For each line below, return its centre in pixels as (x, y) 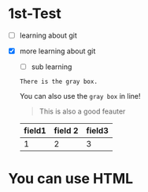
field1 (35, 131)
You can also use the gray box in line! (80, 96)
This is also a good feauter (82, 111)
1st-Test (35, 14)
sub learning (52, 67)
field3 (97, 131)
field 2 (66, 131)
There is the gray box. (59, 82)
